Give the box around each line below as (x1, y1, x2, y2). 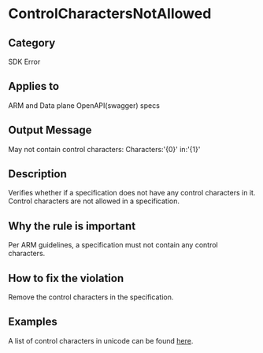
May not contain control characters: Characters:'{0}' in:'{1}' (8, 144, 201, 154)
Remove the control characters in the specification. (8, 292, 174, 302)
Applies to (8, 80, 60, 93)
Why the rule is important (8, 219, 136, 232)
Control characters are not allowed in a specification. (8, 196, 180, 206)
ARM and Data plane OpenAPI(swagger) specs (8, 100, 160, 110)
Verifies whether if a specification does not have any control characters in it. (8, 188, 256, 198)
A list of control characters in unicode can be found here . (8, 336, 194, 345)
